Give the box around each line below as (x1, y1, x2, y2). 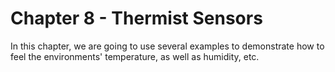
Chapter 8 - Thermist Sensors (10, 7, 263, 30)
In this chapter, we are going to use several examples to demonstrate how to (10, 40, 325, 52)
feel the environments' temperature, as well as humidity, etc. (10, 50, 260, 62)
